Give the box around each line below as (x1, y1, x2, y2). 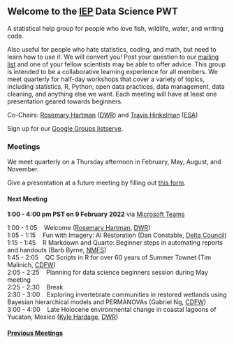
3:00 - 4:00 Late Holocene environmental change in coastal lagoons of (7, 306, 217, 314)
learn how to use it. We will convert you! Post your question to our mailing (7, 52, 219, 61)
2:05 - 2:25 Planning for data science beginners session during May (7, 268, 208, 277)
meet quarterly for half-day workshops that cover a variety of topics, (7, 75, 205, 83)
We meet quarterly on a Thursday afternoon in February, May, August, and (7, 157, 221, 166)
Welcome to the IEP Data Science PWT (7, 6, 178, 17)
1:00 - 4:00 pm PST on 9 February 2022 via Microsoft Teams (7, 210, 185, 219)
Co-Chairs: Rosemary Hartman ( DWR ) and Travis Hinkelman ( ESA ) (7, 110, 198, 119)
